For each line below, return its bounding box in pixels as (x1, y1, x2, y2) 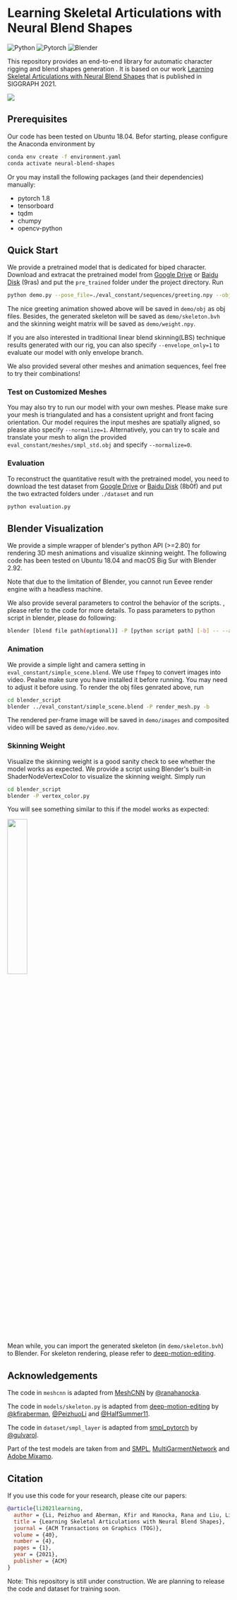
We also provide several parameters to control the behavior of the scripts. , (7, 599, 225, 607)
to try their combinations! (7, 370, 81, 378)
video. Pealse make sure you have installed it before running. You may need (7, 675, 228, 683)
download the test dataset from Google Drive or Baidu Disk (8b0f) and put (7, 482, 222, 490)
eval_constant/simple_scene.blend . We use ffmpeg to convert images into (7, 668, 221, 676)
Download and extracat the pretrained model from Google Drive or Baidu (7, 271, 219, 279)
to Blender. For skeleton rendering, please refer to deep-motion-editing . (7, 1349, 216, 1358)
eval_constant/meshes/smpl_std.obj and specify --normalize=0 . (7, 440, 193, 449)
